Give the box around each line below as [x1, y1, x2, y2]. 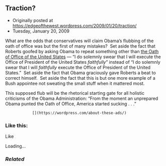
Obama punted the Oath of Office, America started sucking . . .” [5, 100, 136, 107]
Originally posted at [12, 17, 53, 23]
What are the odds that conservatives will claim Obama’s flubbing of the [5, 38, 154, 44]
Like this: [5, 122, 28, 129]
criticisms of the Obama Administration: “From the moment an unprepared [5, 95, 158, 101]
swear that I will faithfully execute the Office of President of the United [5, 64, 151, 70]
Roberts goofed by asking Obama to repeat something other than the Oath [5, 48, 159, 54]
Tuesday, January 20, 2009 [12, 28, 70, 34]
